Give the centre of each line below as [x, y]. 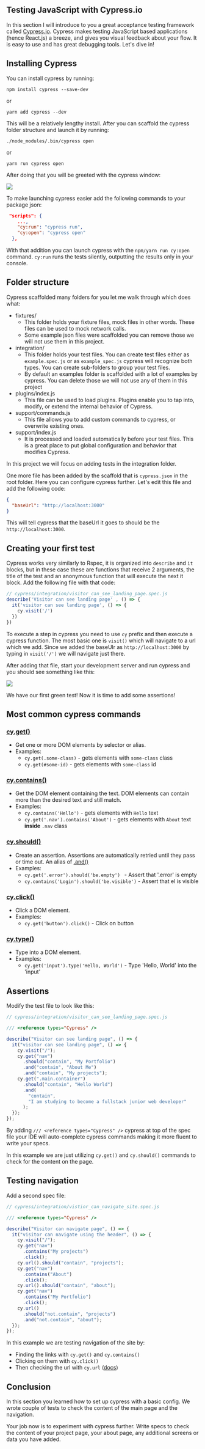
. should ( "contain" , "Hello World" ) [68, 1084]
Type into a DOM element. [48, 952]
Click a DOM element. [42, 911]
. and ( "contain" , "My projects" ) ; [65, 1073]
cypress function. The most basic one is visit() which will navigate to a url [101, 640]
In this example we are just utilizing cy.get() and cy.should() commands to [101, 1155]
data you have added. [34, 1439]
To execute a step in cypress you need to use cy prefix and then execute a [100, 634]
